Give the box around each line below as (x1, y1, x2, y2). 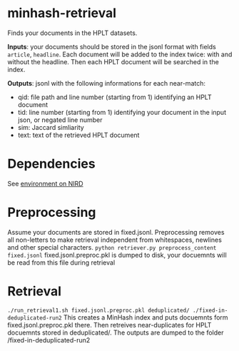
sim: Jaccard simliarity (17, 123, 84, 131)
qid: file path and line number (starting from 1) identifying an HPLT (17, 93, 212, 101)
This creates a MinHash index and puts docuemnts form (63, 312, 228, 322)
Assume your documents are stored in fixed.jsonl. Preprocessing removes (7, 228, 225, 236)
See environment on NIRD (7, 179, 83, 188)
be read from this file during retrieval (7, 258, 116, 267)
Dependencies (7, 156, 96, 172)
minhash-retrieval (7, 5, 116, 21)
